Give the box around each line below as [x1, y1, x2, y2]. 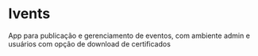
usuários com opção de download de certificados [8, 39, 171, 48]
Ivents [8, 5, 51, 23]
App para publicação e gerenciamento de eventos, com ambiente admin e [8, 31, 250, 40]
